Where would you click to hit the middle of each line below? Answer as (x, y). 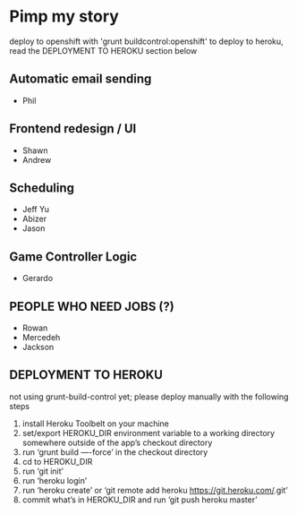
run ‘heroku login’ (55, 480)
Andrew (37, 159)
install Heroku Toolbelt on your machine (96, 424)
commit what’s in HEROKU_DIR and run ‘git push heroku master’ (140, 500)
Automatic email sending (81, 79)
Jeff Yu (35, 210)
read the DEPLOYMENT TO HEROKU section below (103, 50)
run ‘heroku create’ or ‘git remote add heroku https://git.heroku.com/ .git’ (155, 490)
